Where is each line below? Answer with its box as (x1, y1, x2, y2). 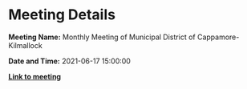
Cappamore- (196, 32, 240, 42)
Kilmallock (8, 40, 43, 50)
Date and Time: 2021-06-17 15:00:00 (8, 56, 131, 66)
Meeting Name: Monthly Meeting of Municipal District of (8, 32, 196, 42)
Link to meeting (8, 71, 62, 81)
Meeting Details (8, 6, 116, 24)
